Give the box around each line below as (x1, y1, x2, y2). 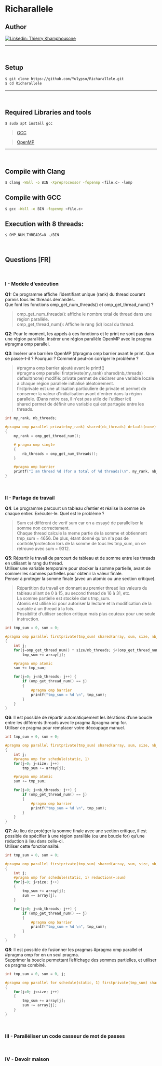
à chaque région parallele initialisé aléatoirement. (16, 381, 114, 387)
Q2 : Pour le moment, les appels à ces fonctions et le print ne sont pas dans (5, 331, 154, 337)
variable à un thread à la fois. (16, 606, 75, 612)
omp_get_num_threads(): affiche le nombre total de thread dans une (16, 311, 152, 317)
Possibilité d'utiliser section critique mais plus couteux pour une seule (16, 611, 156, 617)
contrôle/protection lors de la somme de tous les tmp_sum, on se (16, 541, 146, 547)
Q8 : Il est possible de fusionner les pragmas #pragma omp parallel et (5, 947, 143, 953)
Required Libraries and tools (5, 108, 92, 116)
